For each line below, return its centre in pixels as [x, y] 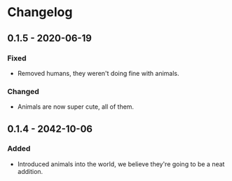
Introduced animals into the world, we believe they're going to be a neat [121, 164]
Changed [23, 91]
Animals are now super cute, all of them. [76, 107]
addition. [30, 171]
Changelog [40, 12]
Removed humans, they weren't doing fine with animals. [98, 73]
